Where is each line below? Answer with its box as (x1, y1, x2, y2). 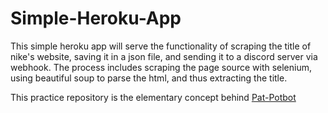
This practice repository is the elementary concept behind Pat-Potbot (10, 91, 297, 103)
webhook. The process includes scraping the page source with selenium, (10, 61, 313, 73)
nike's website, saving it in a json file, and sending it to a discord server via (10, 50, 318, 62)
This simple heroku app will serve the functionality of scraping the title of (10, 40, 312, 52)
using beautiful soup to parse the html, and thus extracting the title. (10, 72, 288, 84)
